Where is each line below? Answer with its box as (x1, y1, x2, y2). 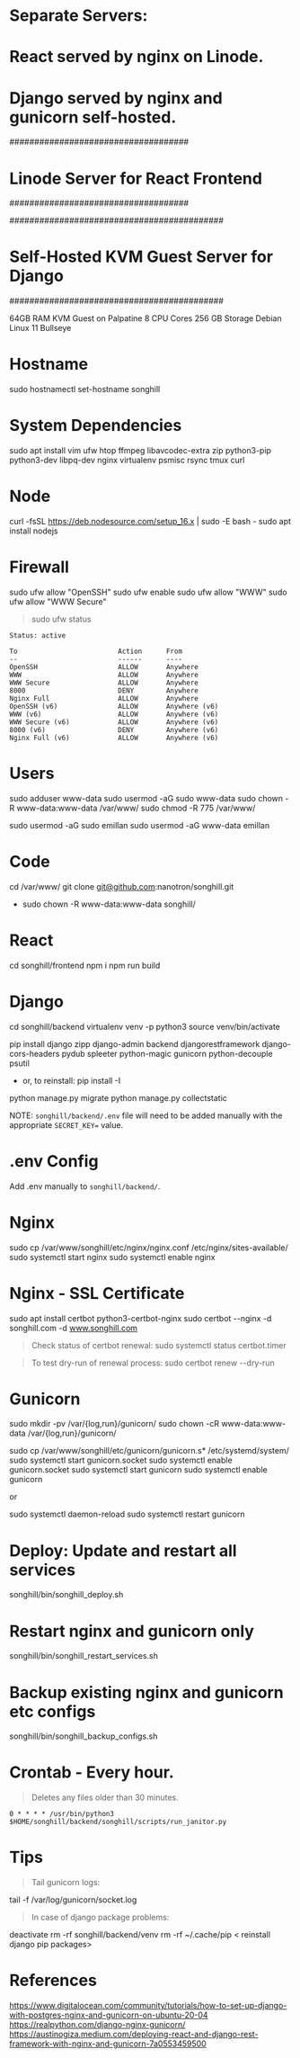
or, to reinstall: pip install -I (22, 1075, 121, 1086)
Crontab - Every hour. (9, 1762, 175, 1783)
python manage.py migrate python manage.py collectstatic (9, 1092, 227, 1103)
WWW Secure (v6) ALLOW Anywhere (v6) (9, 717, 219, 727)
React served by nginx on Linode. (9, 47, 264, 67)
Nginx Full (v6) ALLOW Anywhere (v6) (9, 733, 219, 742)
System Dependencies (9, 416, 182, 436)
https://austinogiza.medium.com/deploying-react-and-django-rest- (9, 2029, 259, 2040)
